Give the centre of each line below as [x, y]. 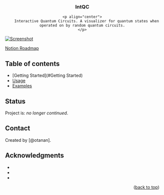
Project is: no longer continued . [37, 113]
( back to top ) [146, 187]
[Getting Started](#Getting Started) [47, 76]
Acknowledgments [35, 156]
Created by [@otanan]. [28, 140]
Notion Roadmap [22, 48]
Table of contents [32, 64]
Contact [18, 128]
